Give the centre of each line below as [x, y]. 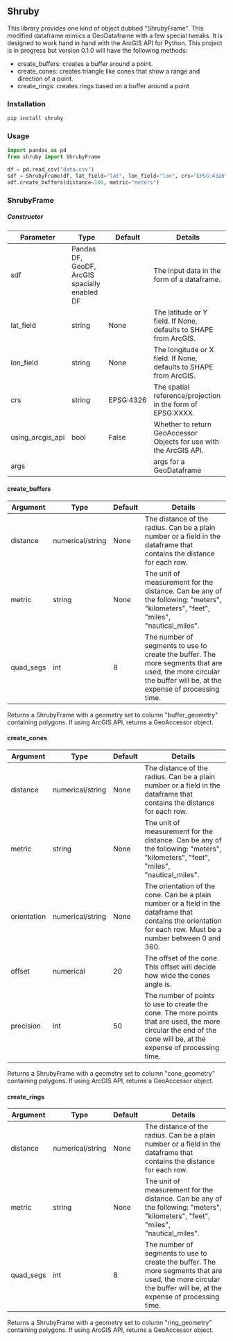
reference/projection [187, 395]
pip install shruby [35, 118]
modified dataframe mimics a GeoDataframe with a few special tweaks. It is [115, 35]
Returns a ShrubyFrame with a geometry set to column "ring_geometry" [110, 1323]
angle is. [158, 984]
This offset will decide [180, 967]
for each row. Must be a [183, 929]
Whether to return [183, 424]
